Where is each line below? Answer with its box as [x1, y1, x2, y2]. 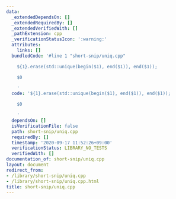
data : [6, 8, 20, 15]
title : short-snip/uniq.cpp [6, 184, 76, 190]
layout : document [6, 162, 49, 168]
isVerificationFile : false [11, 123, 78, 129]
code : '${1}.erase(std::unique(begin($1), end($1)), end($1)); [11, 90, 171, 97]
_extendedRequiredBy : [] [11, 20, 73, 26]
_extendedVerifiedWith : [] [11, 25, 78, 31]
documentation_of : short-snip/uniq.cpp [6, 156, 105, 162]
